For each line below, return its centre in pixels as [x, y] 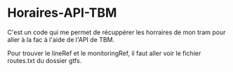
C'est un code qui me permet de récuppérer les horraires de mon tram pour [116, 32]
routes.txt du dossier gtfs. [45, 60]
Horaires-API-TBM [62, 13]
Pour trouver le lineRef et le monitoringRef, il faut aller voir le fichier [104, 53]
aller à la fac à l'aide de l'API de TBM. [61, 39]
